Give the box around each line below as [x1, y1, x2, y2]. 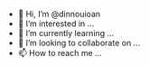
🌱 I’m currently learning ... [17, 28, 115, 38]
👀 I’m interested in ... [17, 18, 95, 29]
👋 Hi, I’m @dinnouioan [17, 9, 101, 19]
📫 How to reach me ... [17, 48, 102, 58]
